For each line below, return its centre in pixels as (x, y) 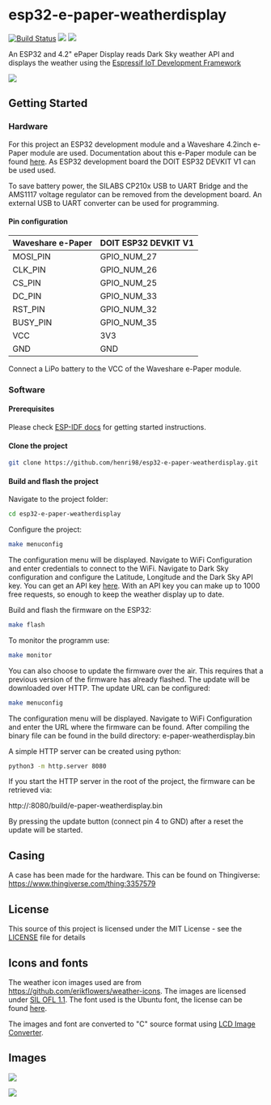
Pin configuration (38, 221)
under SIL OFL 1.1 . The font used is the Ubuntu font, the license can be (125, 1000)
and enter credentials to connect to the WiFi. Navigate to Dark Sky (119, 568)
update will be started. (46, 830)
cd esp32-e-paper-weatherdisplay (65, 514)
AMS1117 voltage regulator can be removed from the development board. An (135, 194)
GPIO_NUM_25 (129, 283)
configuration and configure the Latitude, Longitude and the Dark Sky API (131, 576)
